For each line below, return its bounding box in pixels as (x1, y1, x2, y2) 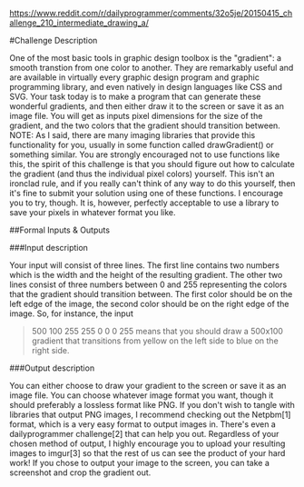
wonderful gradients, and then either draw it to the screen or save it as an (9, 101, 284, 112)
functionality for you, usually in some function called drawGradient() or (9, 140, 274, 150)
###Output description (9, 363, 95, 373)
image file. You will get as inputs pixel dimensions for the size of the (9, 111, 263, 121)
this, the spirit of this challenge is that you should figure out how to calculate (9, 159, 295, 169)
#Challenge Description (9, 35, 98, 45)
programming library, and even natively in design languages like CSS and (9, 82, 283, 92)
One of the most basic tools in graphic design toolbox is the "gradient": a (9, 53, 282, 63)
